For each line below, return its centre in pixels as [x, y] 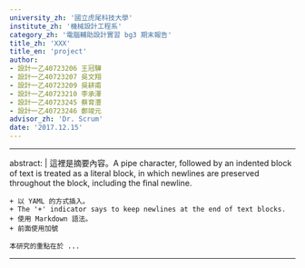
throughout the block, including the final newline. [101, 183]
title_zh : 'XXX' [40, 43]
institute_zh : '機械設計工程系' [66, 26]
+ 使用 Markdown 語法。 [51, 219]
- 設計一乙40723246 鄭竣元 [55, 111]
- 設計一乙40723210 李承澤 [55, 94]
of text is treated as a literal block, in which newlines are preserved [134, 173]
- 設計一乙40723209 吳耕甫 [55, 85]
